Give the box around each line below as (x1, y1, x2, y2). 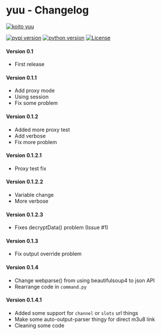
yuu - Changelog (6, 4, 89, 17)
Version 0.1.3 (6, 237, 38, 244)
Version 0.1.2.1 (6, 152, 42, 159)
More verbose (14, 197, 48, 204)
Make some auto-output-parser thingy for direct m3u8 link (14, 316, 156, 323)
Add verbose (14, 132, 46, 139)
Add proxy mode (14, 87, 55, 94)
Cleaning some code (14, 322, 65, 329)
